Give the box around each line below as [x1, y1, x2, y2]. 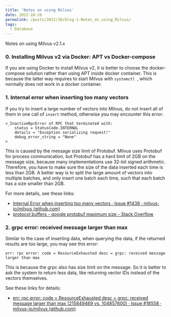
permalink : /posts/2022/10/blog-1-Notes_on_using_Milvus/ [5, 17, 131, 22]
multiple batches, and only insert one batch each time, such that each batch [5, 175, 165, 181]
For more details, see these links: [5, 190, 75, 196]
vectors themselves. [5, 275, 48, 281]
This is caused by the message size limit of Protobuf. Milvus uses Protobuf [5, 148, 162, 154]
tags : [5, 21, 17, 27]
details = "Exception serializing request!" [14, 130, 111, 135]
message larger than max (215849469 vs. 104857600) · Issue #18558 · [12, 300, 162, 307]
